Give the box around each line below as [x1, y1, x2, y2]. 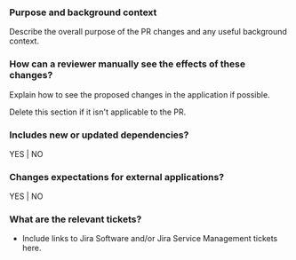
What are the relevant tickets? [9, 213, 142, 225]
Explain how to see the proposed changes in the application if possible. [9, 89, 270, 99]
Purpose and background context [9, 6, 157, 19]
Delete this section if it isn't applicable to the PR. [9, 106, 187, 117]
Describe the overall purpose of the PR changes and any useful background [9, 27, 287, 37]
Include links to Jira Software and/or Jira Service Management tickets [21, 233, 278, 244]
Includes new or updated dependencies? [9, 129, 189, 141]
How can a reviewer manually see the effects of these [9, 58, 246, 70]
